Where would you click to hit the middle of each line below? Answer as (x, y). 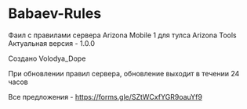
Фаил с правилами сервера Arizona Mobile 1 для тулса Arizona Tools (122, 35)
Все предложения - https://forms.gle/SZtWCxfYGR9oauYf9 (105, 97)
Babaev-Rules (55, 14)
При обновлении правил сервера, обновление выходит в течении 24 (124, 73)
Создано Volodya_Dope (47, 58)
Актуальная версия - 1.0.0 (52, 43)
